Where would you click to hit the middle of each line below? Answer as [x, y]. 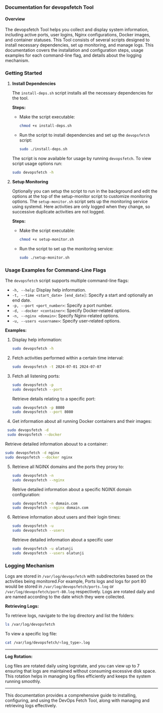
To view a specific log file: [31, 634]
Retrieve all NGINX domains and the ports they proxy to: [68, 467]
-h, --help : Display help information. [49, 290]
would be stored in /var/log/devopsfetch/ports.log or [59, 586]
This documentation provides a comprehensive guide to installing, [71, 695]
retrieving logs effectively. [31, 705]
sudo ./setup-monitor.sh [44, 258]
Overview [15, 19]
